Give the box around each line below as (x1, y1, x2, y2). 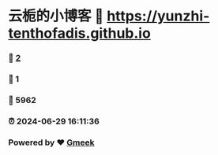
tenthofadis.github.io (8, 24, 152, 42)
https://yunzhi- (106, 7, 210, 25)
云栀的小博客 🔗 (8, 7, 104, 25)
